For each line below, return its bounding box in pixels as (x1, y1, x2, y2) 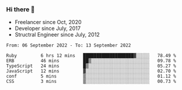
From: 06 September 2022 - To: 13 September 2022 (6, 42, 132, 49)
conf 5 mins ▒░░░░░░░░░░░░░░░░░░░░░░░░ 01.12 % (6, 74, 177, 79)
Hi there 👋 (6, 5, 36, 14)
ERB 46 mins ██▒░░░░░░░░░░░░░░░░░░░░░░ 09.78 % (6, 58, 177, 64)
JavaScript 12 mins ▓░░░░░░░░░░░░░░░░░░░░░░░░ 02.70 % (6, 68, 177, 74)
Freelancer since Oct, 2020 (14, 19, 82, 26)
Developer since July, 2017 (14, 25, 81, 32)
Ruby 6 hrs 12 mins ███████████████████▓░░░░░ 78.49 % (6, 53, 177, 59)
